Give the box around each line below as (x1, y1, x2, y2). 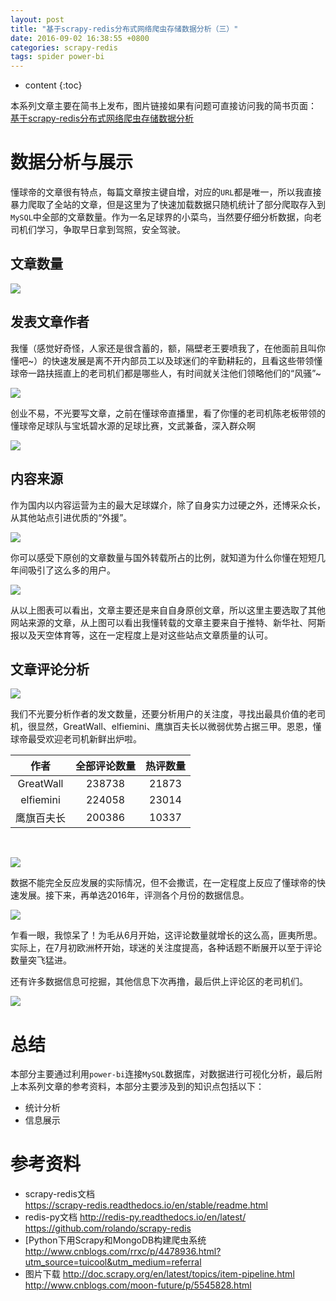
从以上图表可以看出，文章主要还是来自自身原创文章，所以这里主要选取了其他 (10, 604, 326, 616)
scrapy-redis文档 (24, 1188, 95, 1200)
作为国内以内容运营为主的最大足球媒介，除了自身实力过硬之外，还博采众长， (10, 499, 326, 511)
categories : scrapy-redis (10, 42, 118, 53)
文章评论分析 (10, 661, 90, 678)
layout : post (10, 14, 65, 25)
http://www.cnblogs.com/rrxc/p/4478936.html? (24, 1246, 222, 1258)
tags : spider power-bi (10, 52, 105, 62)
